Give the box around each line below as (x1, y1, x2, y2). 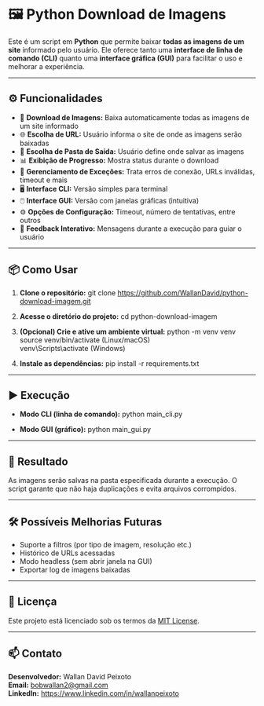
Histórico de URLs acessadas (19, 548, 115, 558)
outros (19, 215, 41, 225)
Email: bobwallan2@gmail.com (8, 680, 108, 690)
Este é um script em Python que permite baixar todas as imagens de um (8, 36, 245, 46)
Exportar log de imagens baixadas (19, 565, 131, 574)
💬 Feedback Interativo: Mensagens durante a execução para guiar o (19, 224, 242, 233)
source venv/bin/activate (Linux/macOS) (19, 335, 151, 345)
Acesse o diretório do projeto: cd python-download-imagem (19, 311, 218, 321)
